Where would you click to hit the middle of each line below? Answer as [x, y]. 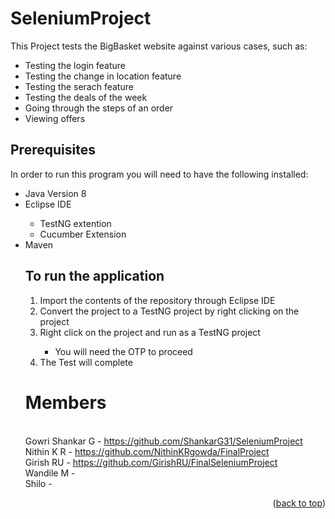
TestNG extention [75, 223]
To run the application [94, 276]
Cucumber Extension [83, 234]
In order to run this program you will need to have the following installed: [159, 174]
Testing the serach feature [79, 86]
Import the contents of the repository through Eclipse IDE [157, 300]
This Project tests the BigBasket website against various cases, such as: [159, 46]
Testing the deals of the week [86, 97]
